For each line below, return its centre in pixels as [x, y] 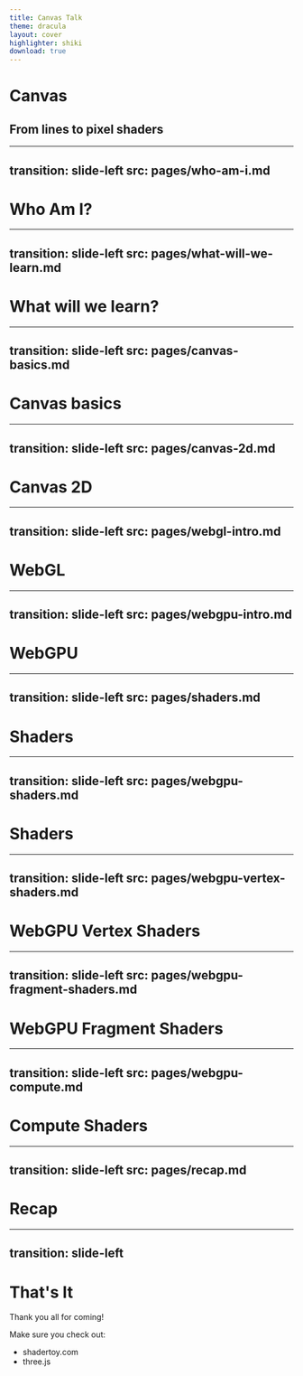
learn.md [35, 267]
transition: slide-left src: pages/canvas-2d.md [142, 448]
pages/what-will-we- [212, 253]
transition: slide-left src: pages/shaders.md [135, 698]
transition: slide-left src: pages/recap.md [128, 1170]
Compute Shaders [79, 1125]
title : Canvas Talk [46, 18]
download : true [38, 51]
